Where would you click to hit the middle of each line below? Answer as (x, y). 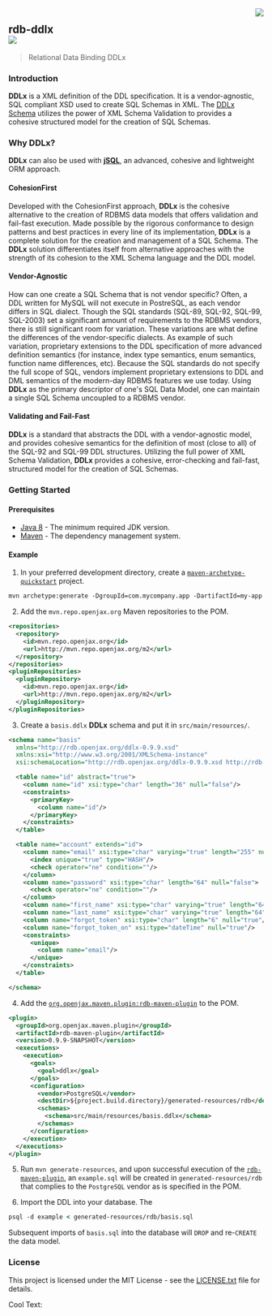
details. (21, 1288)
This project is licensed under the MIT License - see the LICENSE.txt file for (134, 1280)
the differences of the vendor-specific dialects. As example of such (121, 337)
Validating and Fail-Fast (49, 416)
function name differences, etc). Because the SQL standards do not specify (134, 363)
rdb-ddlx (31, 30)
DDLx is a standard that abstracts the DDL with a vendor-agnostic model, (130, 434)
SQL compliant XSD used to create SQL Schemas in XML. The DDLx (121, 105)
